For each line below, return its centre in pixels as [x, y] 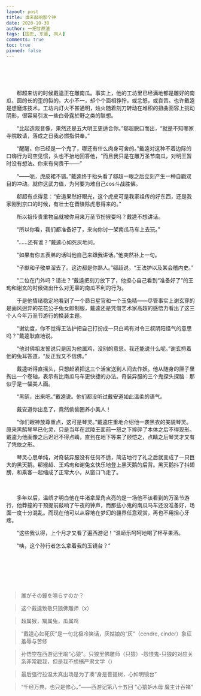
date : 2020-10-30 [28, 23]
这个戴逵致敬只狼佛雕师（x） [57, 608]
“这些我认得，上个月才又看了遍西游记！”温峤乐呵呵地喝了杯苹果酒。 [100, 533]
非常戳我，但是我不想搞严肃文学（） [71, 661]
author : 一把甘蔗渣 [28, 28]
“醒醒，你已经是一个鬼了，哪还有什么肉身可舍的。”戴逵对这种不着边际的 [104, 148]
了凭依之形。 [22, 444]
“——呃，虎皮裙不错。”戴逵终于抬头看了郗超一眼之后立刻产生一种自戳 [101, 176]
